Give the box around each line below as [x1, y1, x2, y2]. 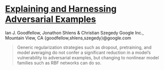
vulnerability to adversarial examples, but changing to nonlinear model [17, 54, 159, 60]
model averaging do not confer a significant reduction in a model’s [17, 50, 151, 55]
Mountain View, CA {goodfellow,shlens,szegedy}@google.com [5, 35, 131, 41]
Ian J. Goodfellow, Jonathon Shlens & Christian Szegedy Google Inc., [5, 30, 144, 35]
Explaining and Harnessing [5, 3, 117, 15]
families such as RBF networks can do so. [17, 60, 102, 66]
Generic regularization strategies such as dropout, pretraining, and [17, 44, 152, 50]
